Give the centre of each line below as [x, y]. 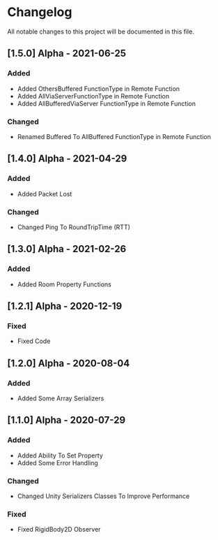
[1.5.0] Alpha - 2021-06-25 [67, 53]
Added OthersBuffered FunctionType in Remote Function [98, 89]
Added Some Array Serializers [61, 398]
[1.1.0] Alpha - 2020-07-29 [67, 420]
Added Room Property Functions [64, 284]
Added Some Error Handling [58, 462]
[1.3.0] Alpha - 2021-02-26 [67, 249]
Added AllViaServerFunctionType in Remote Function [93, 96]
